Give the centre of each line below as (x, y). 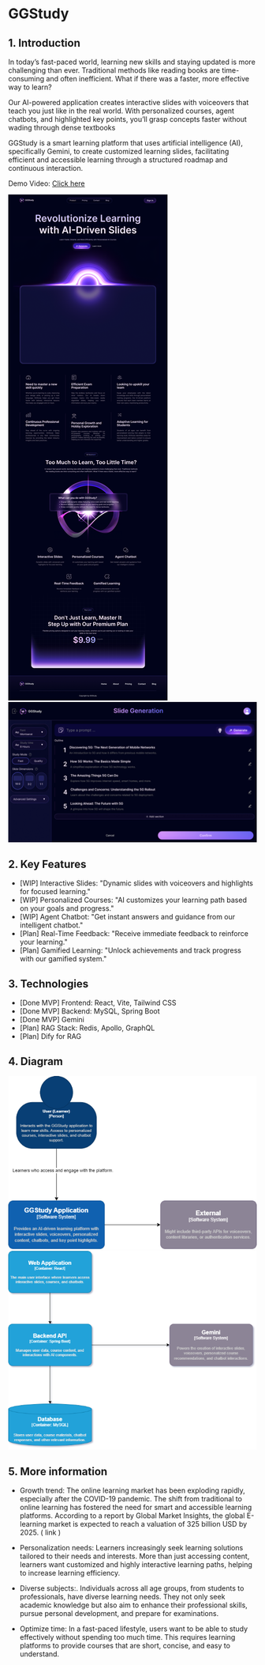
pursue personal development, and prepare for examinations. (119, 1614)
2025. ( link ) (40, 1533)
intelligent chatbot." (51, 925)
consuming (26, 79)
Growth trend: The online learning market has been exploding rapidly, (132, 1490)
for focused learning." (55, 892)
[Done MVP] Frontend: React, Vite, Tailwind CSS (98, 1003)
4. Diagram (35, 1061)
